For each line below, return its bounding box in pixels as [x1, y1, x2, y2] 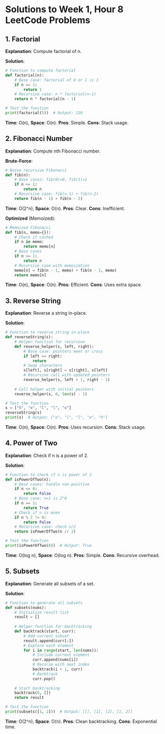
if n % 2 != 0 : [14, 515, 47, 520]
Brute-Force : [5, 158, 33, 164]
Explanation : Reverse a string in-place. [5, 310, 87, 316]
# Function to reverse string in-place [5, 330, 90, 335]
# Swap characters [23, 363, 62, 368]
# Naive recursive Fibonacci [5, 167, 67, 173]
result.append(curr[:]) [23, 638, 74, 643]
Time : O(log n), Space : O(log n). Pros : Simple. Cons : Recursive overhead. [5, 552, 160, 558]
